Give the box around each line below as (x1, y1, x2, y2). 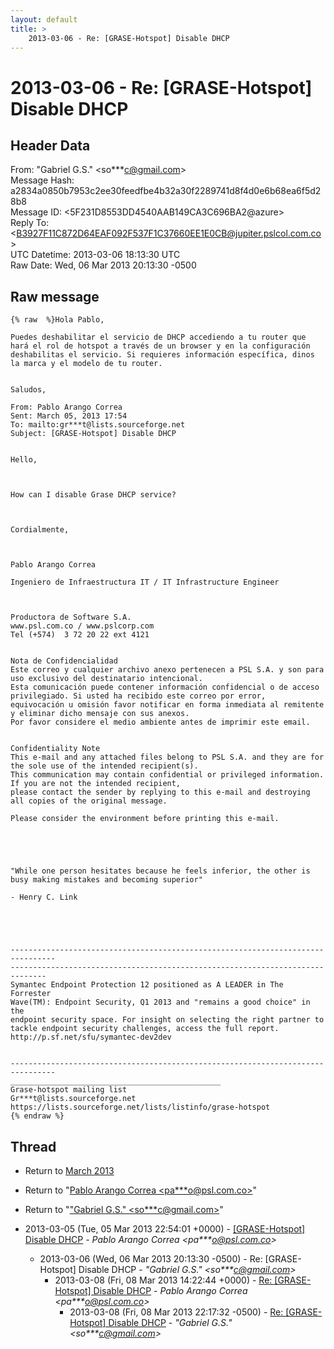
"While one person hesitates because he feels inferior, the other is (10, 866, 311, 876)
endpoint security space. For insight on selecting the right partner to (10, 1015, 325, 1025)
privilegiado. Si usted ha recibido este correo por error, (10, 691, 267, 701)
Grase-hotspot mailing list (10, 1085, 128, 1095)
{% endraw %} (10, 1111, 65, 1121)
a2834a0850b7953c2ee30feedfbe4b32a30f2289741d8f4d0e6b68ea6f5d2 (10, 185, 322, 197)
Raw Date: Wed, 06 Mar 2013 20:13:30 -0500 (10, 259, 197, 271)
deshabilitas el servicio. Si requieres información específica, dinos (10, 350, 315, 360)
